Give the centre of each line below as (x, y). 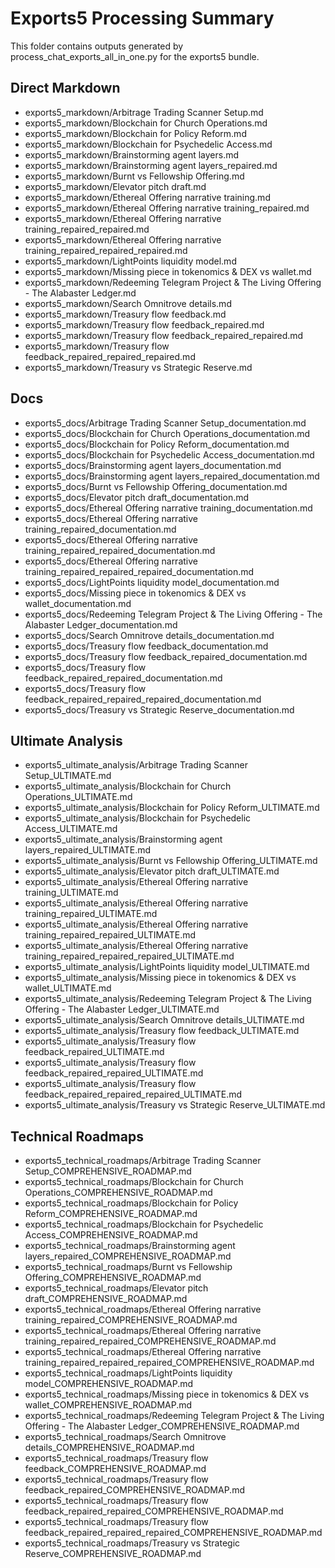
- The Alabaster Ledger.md (80, 293)
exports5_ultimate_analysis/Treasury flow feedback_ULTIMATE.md (162, 1031)
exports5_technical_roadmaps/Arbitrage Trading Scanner (143, 1161)
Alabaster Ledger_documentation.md (101, 624)
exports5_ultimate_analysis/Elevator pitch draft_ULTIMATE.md (152, 871)
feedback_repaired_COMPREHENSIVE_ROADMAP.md (134, 1490)
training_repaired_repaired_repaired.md (106, 250)
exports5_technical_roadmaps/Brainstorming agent (130, 1246)
